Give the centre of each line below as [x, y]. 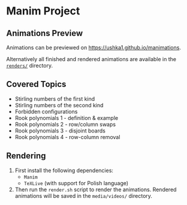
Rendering [26, 156]
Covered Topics [36, 84]
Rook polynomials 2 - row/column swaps [65, 124]
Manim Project [43, 11]
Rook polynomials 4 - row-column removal [67, 137]
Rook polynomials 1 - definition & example [67, 117]
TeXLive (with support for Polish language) [76, 183]
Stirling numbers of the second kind [59, 105]
